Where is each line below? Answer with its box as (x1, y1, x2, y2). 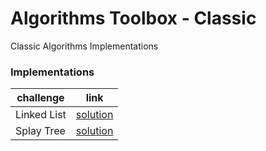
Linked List (15, 108, 67, 122)
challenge (16, 91, 65, 105)
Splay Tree (15, 124, 66, 138)
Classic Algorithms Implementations (10, 40, 159, 52)
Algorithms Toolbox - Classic (10, 7, 257, 30)
